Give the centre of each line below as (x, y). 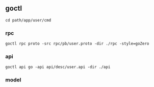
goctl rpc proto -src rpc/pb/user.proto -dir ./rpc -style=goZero (77, 44)
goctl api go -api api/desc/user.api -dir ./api (58, 67)
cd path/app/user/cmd (28, 20)
